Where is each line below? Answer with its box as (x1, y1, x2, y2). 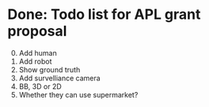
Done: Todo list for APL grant (7, 6, 201, 24)
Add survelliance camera (18, 73, 101, 83)
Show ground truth (18, 65, 81, 74)
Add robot (18, 57, 52, 66)
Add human (18, 48, 57, 57)
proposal (7, 22, 67, 40)
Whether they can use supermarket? (18, 90, 139, 99)
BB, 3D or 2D (18, 81, 63, 91)
